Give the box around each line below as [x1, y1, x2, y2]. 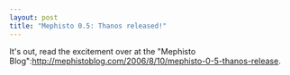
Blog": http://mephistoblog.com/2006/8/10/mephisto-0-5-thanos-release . [9, 55, 281, 66]
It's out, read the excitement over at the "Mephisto [9, 46, 196, 56]
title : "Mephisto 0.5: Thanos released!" [9, 21, 168, 30]
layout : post [9, 12, 59, 22]
